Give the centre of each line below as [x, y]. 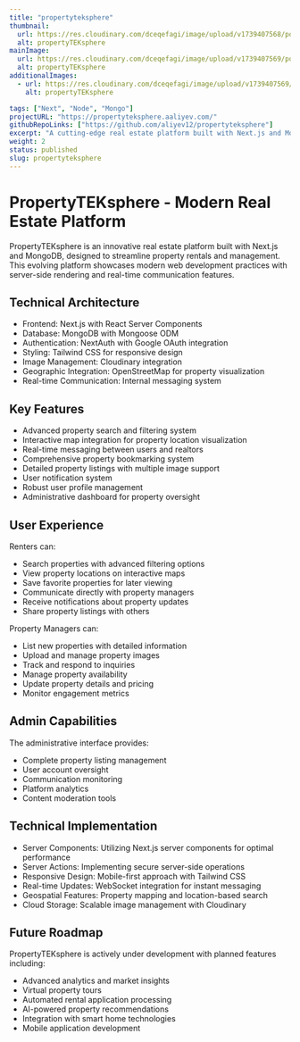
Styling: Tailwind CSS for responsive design [102, 353]
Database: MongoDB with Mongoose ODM [100, 333]
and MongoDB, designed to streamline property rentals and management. [145, 255]
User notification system [67, 478]
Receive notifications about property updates [105, 602]
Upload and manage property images [91, 655]
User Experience [57, 525]
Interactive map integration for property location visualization [134, 440]
